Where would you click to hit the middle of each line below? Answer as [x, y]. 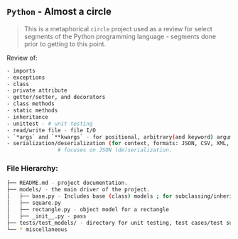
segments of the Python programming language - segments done [120, 36]
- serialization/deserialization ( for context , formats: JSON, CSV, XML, [118, 144]
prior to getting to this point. [65, 44]
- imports [21, 70]
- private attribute [37, 91]
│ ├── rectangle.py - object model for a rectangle [88, 209]
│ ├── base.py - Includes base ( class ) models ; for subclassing [109, 196]
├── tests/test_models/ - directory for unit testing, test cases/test [115, 223]
